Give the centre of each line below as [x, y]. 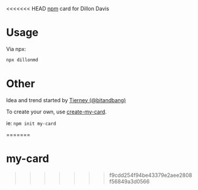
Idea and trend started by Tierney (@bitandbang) [66, 100]
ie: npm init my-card [31, 123]
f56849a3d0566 [130, 181]
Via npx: [16, 49]
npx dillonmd [22, 60]
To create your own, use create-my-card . [56, 112]
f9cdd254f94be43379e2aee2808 [151, 175]
